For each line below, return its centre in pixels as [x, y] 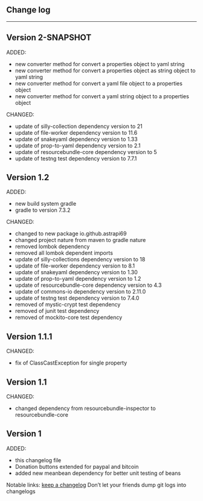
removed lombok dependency [52, 247]
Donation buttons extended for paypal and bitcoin [77, 466]
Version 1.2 [28, 177]
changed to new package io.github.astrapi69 [71, 234]
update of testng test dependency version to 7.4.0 [77, 298]
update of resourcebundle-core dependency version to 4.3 [88, 285]
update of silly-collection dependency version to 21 [79, 126]
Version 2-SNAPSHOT [49, 38]
